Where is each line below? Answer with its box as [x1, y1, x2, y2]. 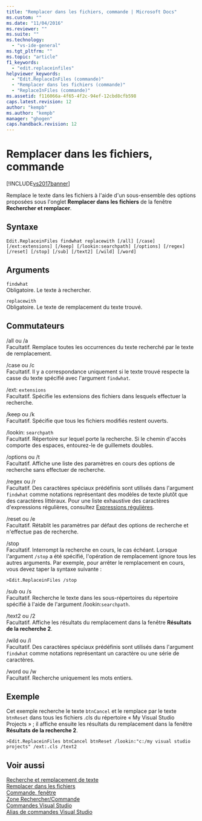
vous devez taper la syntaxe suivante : [6, 565, 102, 573]
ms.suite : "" [6, 31, 39, 37]
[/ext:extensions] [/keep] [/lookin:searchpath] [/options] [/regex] [6, 243, 186, 250]
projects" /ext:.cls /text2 [6, 744, 77, 750]
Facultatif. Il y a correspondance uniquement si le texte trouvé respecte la [6, 368, 189, 375]
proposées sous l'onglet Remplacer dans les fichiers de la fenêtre [6, 198, 172, 205]
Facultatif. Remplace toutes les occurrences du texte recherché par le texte [6, 343, 194, 350]
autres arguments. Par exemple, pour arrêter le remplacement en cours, [6, 559, 185, 566]
